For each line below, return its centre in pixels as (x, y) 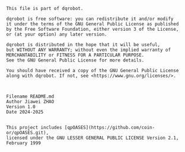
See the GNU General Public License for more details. (75, 60)
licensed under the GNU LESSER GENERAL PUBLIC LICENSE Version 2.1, (92, 138)
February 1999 (24, 143)
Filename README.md (30, 96)
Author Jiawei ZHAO (30, 102)
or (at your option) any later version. (57, 34)
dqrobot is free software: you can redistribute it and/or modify (90, 19)
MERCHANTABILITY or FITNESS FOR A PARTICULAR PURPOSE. (75, 55)
